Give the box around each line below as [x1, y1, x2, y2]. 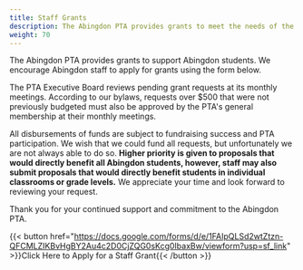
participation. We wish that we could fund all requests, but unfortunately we [9, 138, 293, 149]
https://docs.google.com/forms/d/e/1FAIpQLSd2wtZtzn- [73, 231, 284, 242]
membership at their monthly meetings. [9, 111, 157, 122]
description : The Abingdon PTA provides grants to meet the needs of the [9, 22, 295, 31]
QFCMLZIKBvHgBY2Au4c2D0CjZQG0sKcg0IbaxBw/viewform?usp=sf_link [9, 241, 288, 252]
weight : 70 [9, 30, 51, 39]
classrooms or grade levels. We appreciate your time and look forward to [9, 177, 286, 188]
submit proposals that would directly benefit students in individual [9, 167, 266, 178]
